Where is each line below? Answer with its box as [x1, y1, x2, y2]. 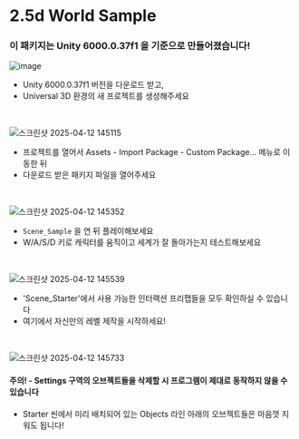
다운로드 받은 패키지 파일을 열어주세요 [22, 170, 157, 180]
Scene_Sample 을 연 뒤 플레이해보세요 [22, 226, 154, 237]
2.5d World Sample [9, 5, 157, 26]
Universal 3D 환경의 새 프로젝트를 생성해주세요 [22, 91, 190, 102]
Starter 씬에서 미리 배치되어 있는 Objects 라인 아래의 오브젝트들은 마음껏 [22, 408, 280, 419]
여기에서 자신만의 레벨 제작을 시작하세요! [22, 316, 166, 327]
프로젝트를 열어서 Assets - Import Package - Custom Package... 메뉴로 [22, 147, 281, 158]
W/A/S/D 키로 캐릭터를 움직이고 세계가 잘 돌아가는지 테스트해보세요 [22, 237, 261, 248]
